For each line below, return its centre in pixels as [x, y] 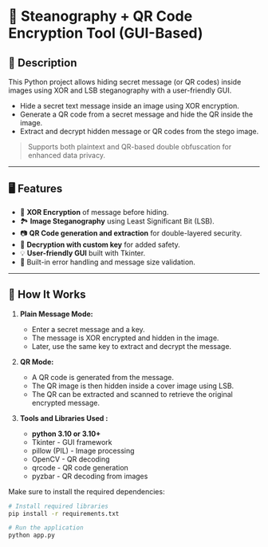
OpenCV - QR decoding [71, 459]
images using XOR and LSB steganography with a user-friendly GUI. [120, 90]
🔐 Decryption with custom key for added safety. [100, 244]
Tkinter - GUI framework [72, 442]
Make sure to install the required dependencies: [87, 491]
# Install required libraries [59, 506]
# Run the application [46, 528]
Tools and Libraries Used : [64, 418]
